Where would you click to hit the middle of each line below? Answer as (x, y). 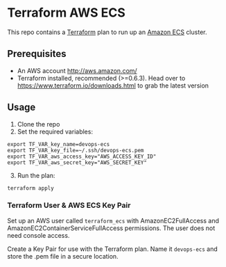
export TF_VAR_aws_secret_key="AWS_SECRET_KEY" (77, 162)
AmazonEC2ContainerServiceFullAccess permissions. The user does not (111, 228)
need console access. (38, 235)
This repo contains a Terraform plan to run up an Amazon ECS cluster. (107, 32)
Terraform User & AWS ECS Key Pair (69, 205)
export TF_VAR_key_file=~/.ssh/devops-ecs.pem (76, 150)
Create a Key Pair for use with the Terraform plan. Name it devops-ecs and (113, 249)
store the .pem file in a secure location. (63, 256)
